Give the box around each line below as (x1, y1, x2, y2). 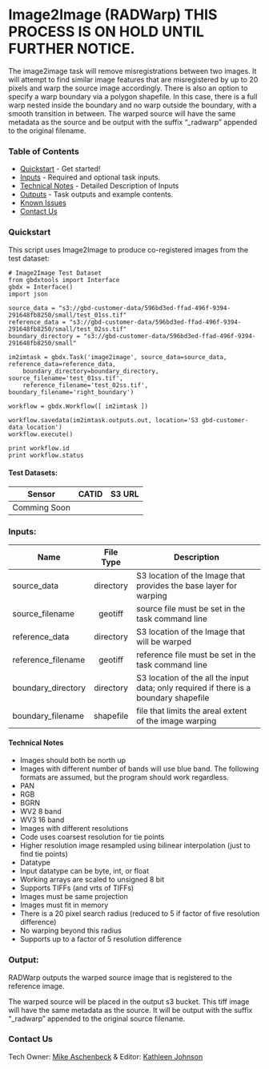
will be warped (135, 636, 192, 647)
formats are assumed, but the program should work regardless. (19, 773, 230, 782)
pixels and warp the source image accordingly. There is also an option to (8, 83, 248, 93)
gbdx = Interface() (8, 283, 74, 291)
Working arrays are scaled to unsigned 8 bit (19, 875, 165, 885)
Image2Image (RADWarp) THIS (8, 6, 218, 24)
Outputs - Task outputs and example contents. (19, 190, 174, 200)
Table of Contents (8, 146, 80, 157)
